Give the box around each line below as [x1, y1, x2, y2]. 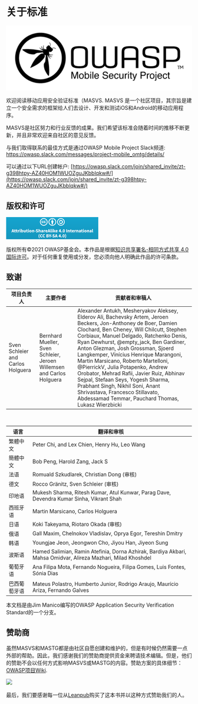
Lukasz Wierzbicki [77, 401, 122, 408]
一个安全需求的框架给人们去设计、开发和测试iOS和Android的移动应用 [11, 104, 179, 112]
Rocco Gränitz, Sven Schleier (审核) [32, 480, 119, 487]
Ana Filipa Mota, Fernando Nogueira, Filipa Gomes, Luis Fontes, [32, 564, 186, 571]
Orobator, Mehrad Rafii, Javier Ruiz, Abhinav [77, 369, 185, 376]
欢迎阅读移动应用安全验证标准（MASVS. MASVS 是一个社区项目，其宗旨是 [6, 97, 187, 104]
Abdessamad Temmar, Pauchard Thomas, [77, 395, 179, 402]
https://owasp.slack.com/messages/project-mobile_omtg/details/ [6, 151, 165, 158]
